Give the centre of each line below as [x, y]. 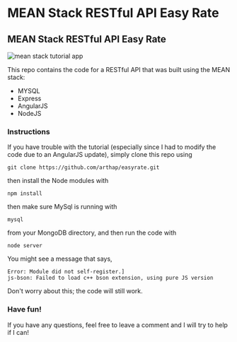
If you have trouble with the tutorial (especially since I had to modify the [112, 147]
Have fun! [24, 309]
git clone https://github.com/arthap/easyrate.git [83, 167]
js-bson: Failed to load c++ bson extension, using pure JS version [110, 278]
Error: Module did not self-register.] [66, 272]
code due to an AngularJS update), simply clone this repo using [100, 155]
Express [29, 98]
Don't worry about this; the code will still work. [75, 291]
